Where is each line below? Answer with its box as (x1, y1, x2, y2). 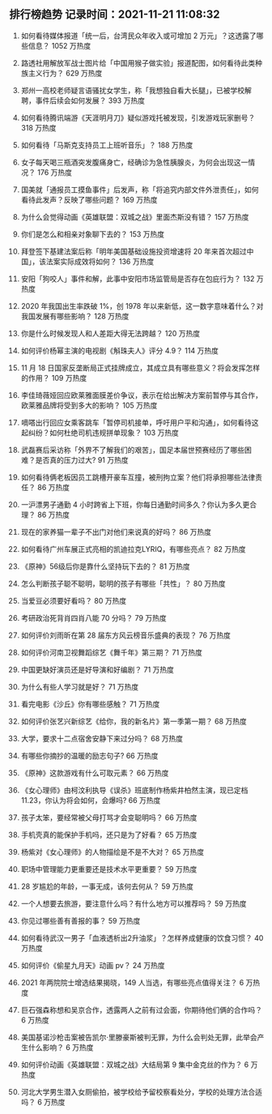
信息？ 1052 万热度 (28, 41, 91, 50)
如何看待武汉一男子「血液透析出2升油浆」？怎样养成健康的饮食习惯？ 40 (20, 933, 264, 942)
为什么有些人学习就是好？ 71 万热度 (20, 681, 139, 691)
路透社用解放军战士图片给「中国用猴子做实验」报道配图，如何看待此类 (20, 58, 256, 67)
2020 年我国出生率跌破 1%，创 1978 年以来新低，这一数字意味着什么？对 (20, 301, 264, 310)
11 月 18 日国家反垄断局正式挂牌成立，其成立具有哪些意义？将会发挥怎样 (20, 363, 261, 373)
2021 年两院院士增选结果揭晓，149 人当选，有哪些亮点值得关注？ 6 (20, 977, 244, 987)
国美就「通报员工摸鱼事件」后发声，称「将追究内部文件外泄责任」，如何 (20, 185, 259, 194)
